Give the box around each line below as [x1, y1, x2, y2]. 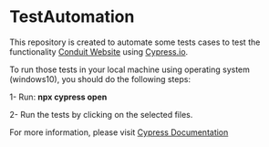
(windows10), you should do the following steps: [9, 73, 191, 84]
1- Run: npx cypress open [9, 91, 108, 102]
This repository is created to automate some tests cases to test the [9, 37, 261, 47]
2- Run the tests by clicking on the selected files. [9, 109, 193, 120]
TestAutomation [9, 6, 135, 27]
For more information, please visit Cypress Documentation [9, 126, 229, 138]
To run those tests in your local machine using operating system [9, 64, 251, 75]
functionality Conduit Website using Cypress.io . [9, 46, 189, 57]
